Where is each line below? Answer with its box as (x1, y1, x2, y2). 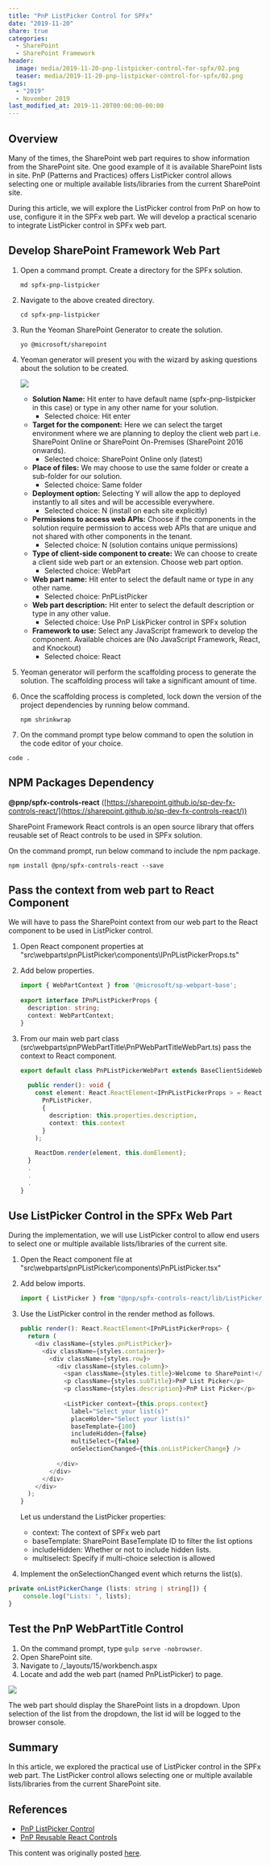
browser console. (8, 1717, 67, 1727)
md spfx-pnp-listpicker (19, 280, 101, 289)
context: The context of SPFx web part (31, 1528, 161, 1537)
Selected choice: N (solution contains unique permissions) (44, 540, 239, 549)
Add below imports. (19, 1279, 86, 1288)
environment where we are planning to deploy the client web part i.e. (31, 428, 261, 438)
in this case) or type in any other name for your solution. (31, 402, 219, 412)
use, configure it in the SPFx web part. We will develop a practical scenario (8, 212, 257, 221)
